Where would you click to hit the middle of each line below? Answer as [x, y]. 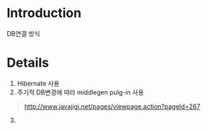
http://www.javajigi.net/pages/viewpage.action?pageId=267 [112, 106]
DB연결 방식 [24, 33]
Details [28, 63]
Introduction [44, 13]
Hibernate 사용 [38, 83]
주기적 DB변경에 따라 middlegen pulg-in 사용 [80, 92]
